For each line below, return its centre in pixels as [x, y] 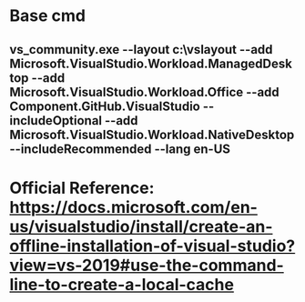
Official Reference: [82, 188]
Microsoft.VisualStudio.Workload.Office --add [144, 92]
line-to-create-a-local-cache [122, 284]
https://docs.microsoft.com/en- [133, 207]
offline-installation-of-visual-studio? [152, 246]
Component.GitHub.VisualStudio [105, 106]
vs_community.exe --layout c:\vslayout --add [141, 50]
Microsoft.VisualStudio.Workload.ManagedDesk [151, 63]
